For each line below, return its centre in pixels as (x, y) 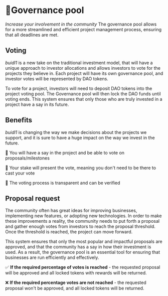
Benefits (19, 120)
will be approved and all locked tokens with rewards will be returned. (76, 273)
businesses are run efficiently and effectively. (52, 257)
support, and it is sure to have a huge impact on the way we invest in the (80, 137)
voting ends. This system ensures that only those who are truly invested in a (84, 99)
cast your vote (20, 173)
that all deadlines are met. (32, 35)
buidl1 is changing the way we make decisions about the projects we (76, 132)
